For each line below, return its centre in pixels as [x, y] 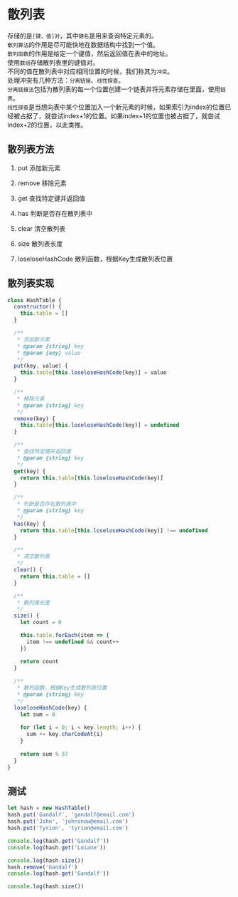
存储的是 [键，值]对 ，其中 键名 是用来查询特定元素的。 [82, 36]
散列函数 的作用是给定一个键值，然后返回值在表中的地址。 [90, 53]
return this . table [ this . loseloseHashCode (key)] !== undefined [114, 530]
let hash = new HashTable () [49, 808]
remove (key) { [34, 419]
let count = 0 [41, 623]
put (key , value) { [41, 366]
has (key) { [30, 524]
